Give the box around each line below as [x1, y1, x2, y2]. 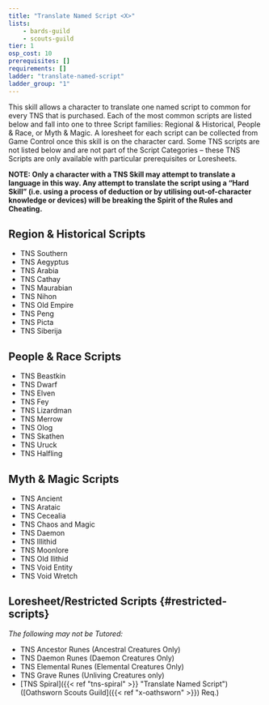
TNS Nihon [19, 292, 57, 301]
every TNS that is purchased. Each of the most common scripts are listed [8, 110, 252, 120]
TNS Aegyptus [19, 257, 69, 267]
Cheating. [8, 203, 43, 213]
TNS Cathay [19, 275, 61, 284]
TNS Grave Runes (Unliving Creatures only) [19, 670, 165, 680]
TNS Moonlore [19, 545, 69, 555]
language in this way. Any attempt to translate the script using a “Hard [8, 177, 250, 187]
